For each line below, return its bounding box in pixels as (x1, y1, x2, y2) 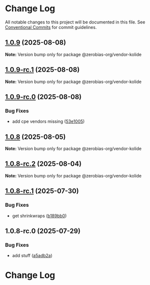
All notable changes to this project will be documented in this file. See (5, 19, 146, 25)
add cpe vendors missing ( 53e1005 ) (12, 118, 85, 125)
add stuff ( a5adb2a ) (12, 253, 53, 259)
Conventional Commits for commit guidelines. (5, 24, 97, 30)
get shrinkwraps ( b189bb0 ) (12, 213, 67, 219)
